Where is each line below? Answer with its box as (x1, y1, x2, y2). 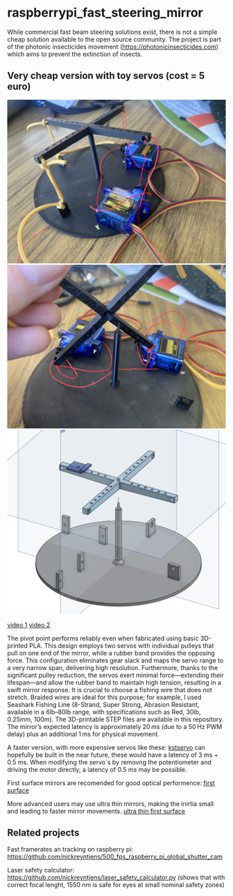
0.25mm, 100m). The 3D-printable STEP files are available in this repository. (7, 715, 224, 723)
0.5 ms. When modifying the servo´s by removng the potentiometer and (7, 757, 212, 766)
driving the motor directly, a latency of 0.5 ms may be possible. (7, 765, 187, 773)
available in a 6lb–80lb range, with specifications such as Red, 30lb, (7, 708, 201, 716)
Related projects (7, 827, 80, 838)
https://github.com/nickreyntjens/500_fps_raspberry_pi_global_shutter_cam (7, 852, 223, 861)
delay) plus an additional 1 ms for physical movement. (7, 730, 159, 738)
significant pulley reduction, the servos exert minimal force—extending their (7, 671, 224, 679)
